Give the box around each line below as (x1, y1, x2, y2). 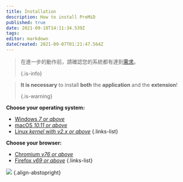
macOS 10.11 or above (14, 122, 67, 129)
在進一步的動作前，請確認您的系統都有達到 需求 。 (20, 58, 139, 65)
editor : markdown (6, 36, 49, 42)
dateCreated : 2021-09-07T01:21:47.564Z (6, 42, 104, 48)
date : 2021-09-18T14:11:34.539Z (6, 25, 85, 31)
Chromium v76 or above (14, 150, 73, 157)
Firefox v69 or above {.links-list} (14, 157, 93, 164)
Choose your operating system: (6, 104, 85, 111)
